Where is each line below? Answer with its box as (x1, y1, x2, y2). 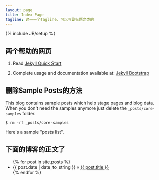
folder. (22, 111, 36, 116)
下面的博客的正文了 (5, 145, 65, 154)
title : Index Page (5, 12, 44, 17)
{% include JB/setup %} (5, 31, 56, 37)
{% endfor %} (12, 169, 42, 175)
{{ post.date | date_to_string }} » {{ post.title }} (12, 164, 109, 170)
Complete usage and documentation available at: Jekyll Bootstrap (12, 70, 150, 76)
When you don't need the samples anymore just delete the (5, 105, 127, 111)
